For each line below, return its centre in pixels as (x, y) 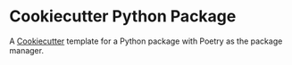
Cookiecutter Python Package (123, 16)
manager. (27, 50)
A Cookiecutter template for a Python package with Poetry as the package (146, 41)
